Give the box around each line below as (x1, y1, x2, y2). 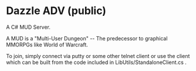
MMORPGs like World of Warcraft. (6, 41, 88, 48)
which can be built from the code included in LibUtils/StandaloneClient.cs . (6, 59, 187, 66)
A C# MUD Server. (6, 23, 51, 31)
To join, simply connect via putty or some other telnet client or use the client (6, 52, 190, 59)
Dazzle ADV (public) (6, 4, 107, 18)
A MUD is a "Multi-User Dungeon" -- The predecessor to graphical (6, 35, 168, 42)
